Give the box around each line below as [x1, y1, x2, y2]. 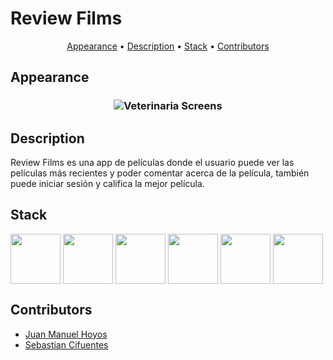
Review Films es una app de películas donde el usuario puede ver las [10, 157, 295, 169]
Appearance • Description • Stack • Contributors [66, 40, 270, 52]
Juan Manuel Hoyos [24, 328, 108, 340]
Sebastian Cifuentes [24, 338, 109, 351]
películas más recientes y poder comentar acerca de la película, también [10, 167, 310, 179]
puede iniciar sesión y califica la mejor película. [10, 178, 205, 190]
